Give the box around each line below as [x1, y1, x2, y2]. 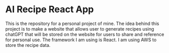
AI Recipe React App [5, 4, 94, 15]
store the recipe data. [5, 42, 51, 48]
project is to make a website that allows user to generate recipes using [5, 25, 155, 32]
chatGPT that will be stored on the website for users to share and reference [5, 31, 164, 37]
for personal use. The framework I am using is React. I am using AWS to [5, 37, 157, 43]
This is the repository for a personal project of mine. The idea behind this [5, 20, 160, 26]
